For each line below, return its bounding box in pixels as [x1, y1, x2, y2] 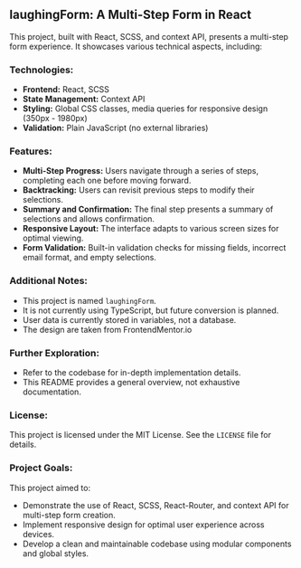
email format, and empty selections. [22, 252, 156, 263]
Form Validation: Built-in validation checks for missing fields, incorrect [22, 242, 287, 253]
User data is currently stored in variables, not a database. [22, 314, 237, 325]
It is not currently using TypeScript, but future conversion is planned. [22, 305, 279, 316]
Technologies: [9, 63, 74, 76]
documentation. [22, 386, 81, 397]
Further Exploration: [9, 346, 99, 359]
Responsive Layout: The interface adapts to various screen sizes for [22, 223, 279, 234]
